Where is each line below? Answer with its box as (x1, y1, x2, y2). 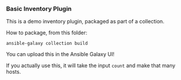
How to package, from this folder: (6, 29, 88, 36)
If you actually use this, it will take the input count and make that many (6, 62, 176, 69)
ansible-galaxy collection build (6, 40, 88, 47)
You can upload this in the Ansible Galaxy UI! (6, 51, 115, 58)
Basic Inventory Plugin (6, 5, 72, 13)
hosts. (6, 68, 21, 75)
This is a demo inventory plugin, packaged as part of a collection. (6, 18, 165, 25)
